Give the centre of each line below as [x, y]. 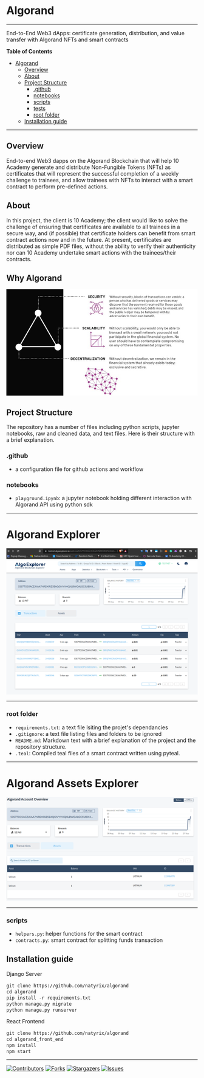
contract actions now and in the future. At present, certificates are [89, 239]
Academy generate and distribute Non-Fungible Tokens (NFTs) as [89, 167]
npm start [19, 1051]
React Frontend [25, 1021]
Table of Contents [29, 51]
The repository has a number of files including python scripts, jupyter [93, 427]
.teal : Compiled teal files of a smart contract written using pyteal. [97, 753]
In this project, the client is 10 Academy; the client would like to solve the [97, 220]
